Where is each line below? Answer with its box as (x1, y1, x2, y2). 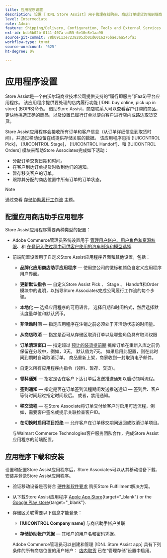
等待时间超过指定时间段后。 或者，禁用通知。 (19, 393, 113, 399)
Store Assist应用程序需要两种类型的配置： (5, 227, 91, 233)
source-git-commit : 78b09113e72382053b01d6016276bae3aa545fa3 (5, 35, 137, 40)
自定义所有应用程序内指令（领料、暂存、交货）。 (19, 365, 118, 371)
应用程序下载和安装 (5, 452, 64, 461)
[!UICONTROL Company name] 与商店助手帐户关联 (19, 520, 126, 526)
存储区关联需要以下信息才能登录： (12, 510, 83, 516)
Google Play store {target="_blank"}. (12, 499, 86, 505)
